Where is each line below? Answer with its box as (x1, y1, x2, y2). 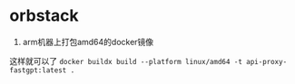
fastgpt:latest (9, 65, 67, 75)
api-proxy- (246, 57, 288, 66)
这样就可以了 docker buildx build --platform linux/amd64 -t (9, 55, 243, 66)
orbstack (9, 5, 79, 26)
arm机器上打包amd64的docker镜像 (22, 36, 154, 47)
